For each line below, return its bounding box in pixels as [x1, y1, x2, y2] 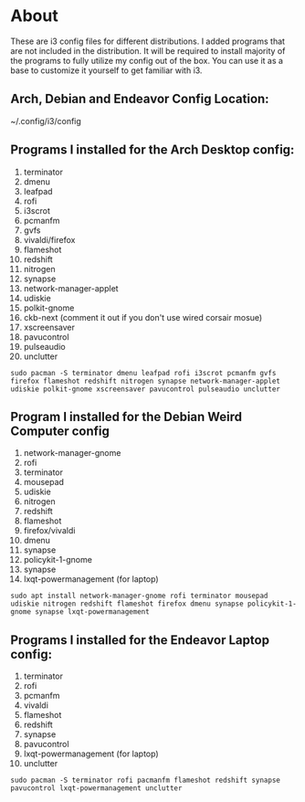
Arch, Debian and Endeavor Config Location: [10, 91, 269, 107]
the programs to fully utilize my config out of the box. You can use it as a [10, 55, 284, 66]
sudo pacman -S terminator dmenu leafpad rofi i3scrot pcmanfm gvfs [10, 368, 277, 377]
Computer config [10, 423, 110, 438]
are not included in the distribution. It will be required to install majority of [10, 45, 286, 56]
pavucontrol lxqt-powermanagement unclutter [10, 784, 183, 793]
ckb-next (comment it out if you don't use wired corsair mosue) [23, 311, 263, 322]
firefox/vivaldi [23, 525, 76, 536]
